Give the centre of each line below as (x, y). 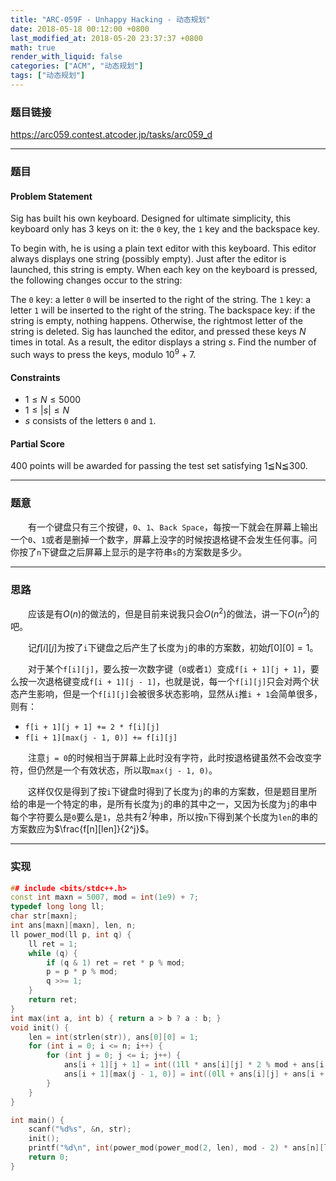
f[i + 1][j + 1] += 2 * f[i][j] (92, 727)
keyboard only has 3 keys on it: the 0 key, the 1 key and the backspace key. (165, 229)
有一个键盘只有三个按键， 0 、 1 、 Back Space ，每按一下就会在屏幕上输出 (173, 527)
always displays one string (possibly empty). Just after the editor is (148, 259)
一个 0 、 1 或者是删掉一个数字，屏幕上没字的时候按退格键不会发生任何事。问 (164, 539)
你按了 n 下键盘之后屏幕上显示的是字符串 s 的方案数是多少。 (129, 552)
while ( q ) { (53, 953)
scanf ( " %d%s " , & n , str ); (80, 1129)
